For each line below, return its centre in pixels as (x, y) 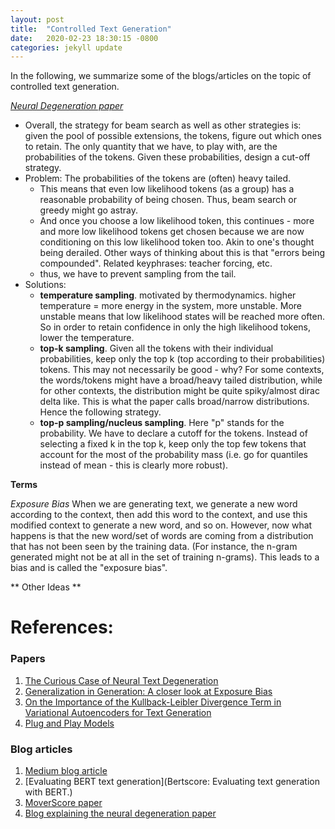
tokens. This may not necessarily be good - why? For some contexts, (182, 370)
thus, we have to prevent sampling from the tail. (138, 274)
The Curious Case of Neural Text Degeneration (121, 680)
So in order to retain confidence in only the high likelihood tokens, (175, 327)
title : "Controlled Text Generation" (91, 29)
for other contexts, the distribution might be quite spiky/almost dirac (179, 391)
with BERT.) (48, 792)
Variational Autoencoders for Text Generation (118, 712)
